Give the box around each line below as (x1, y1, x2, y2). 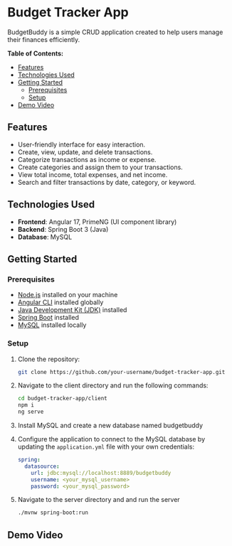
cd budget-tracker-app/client (17, 395, 108, 402)
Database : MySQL (17, 232, 73, 241)
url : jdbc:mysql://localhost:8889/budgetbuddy (31, 469, 172, 476)
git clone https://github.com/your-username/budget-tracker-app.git (17, 368, 226, 375)
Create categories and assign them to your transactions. (17, 163, 183, 171)
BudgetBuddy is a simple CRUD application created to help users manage (7, 28, 223, 36)
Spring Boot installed (17, 314, 80, 322)
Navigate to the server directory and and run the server (17, 496, 180, 504)
